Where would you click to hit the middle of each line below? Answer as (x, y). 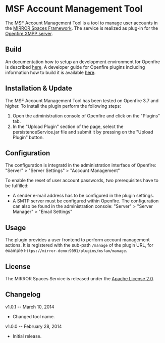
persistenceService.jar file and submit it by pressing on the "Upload (83, 132)
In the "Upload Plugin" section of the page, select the (68, 126)
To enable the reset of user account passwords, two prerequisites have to (82, 181)
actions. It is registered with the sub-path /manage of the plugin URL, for (79, 245)
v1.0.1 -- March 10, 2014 (30, 307)
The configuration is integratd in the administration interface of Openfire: (81, 165)
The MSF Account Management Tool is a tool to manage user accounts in (81, 23)
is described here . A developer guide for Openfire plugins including (75, 67)
